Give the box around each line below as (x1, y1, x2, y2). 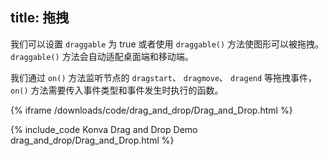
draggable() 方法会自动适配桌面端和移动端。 (10, 50, 194, 62)
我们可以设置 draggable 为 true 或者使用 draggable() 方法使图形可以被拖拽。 (10, 38, 325, 50)
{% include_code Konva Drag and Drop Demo (10, 123, 198, 135)
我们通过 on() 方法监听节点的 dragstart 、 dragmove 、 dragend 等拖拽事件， (10, 71, 318, 83)
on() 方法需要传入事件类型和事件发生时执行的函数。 (10, 84, 224, 96)
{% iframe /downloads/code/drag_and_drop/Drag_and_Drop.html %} (10, 104, 293, 116)
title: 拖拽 (10, 9, 70, 27)
